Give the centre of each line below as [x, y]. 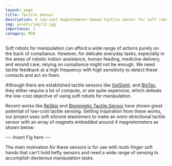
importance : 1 [20, 29]
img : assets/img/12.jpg [31, 24]
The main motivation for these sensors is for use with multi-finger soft [79, 147]
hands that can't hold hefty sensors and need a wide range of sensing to [82, 153]
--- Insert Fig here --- [28, 137]
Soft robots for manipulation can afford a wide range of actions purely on [82, 48]
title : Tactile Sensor [29, 15]
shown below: [20, 127]
